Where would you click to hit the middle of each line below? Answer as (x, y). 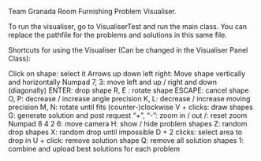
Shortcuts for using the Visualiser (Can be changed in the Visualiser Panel (128, 50)
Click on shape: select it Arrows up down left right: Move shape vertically (127, 73)
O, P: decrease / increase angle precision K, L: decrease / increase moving (129, 99)
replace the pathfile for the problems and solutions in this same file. (117, 35)
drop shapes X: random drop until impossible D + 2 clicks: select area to (125, 132)
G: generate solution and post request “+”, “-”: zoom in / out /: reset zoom (128, 115)
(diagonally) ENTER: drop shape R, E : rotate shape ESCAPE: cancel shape (129, 90)
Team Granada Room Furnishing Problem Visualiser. (93, 11)
